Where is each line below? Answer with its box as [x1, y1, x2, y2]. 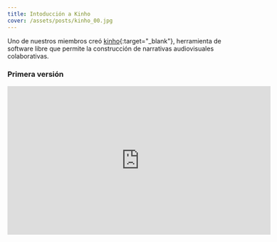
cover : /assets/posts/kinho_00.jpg [7, 17, 113, 24]
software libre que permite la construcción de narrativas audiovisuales [7, 44, 214, 53]
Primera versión [7, 69, 64, 79]
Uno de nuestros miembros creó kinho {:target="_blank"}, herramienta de [7, 36, 222, 45]
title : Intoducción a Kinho [7, 10, 91, 18]
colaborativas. [7, 51, 49, 60]
